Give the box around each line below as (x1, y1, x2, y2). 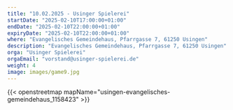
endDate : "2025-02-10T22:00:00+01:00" (7, 23, 120, 30)
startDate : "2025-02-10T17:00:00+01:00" (7, 17, 127, 24)
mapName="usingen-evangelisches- (64, 88, 171, 96)
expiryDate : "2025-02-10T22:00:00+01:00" (7, 29, 130, 37)
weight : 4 (7, 62, 36, 69)
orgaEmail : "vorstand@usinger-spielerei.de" (7, 56, 139, 63)
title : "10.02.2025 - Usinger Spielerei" (7, 10, 130, 17)
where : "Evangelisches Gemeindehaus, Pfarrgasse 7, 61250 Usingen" (7, 36, 209, 43)
